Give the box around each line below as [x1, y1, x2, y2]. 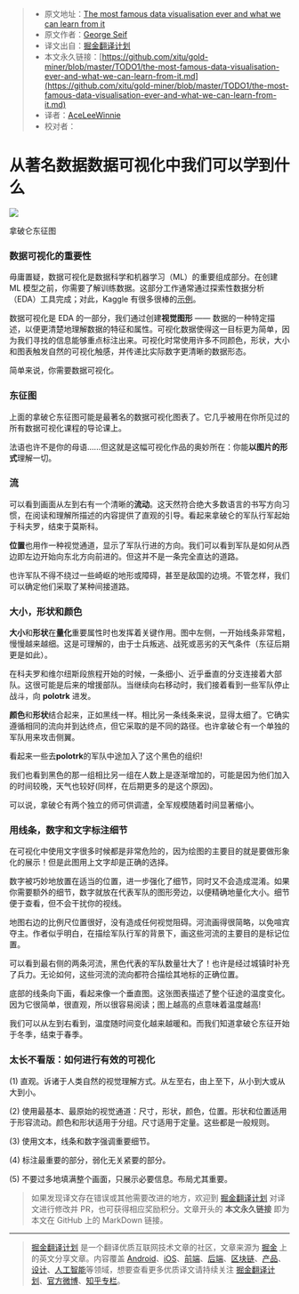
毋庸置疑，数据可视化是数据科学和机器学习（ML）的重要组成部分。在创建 [9, 271, 279, 283]
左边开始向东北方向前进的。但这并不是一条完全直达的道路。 [24, 551, 243, 561]
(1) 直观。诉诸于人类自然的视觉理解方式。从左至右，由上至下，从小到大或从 [9, 1075, 286, 1086]
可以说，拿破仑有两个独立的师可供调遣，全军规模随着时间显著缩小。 [9, 800, 259, 810]
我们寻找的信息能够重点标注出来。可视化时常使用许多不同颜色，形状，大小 [16, 335, 290, 346]
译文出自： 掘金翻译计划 [44, 40, 131, 51]
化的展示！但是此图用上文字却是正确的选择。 [9, 857, 174, 868]
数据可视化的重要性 [9, 249, 92, 261]
